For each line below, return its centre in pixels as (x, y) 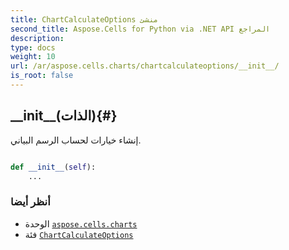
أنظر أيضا (30, 202)
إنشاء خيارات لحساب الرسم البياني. (76, 140)
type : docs (33, 47)
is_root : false (42, 76)
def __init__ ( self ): (53, 167)
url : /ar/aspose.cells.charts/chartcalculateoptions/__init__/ (145, 66)
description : (37, 38)
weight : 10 (33, 57)
